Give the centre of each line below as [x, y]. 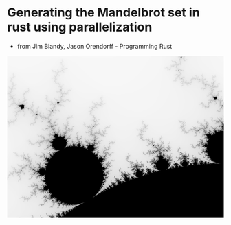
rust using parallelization [80, 27]
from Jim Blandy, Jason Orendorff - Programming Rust [95, 46]
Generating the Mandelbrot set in [104, 13]
